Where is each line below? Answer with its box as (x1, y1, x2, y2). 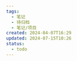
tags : (6, 8, 19, 15)
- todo (11, 46, 27, 52)
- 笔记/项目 (11, 24, 37, 31)
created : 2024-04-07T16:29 (6, 30, 72, 36)
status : (6, 41, 25, 47)
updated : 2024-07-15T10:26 (6, 35, 72, 41)
